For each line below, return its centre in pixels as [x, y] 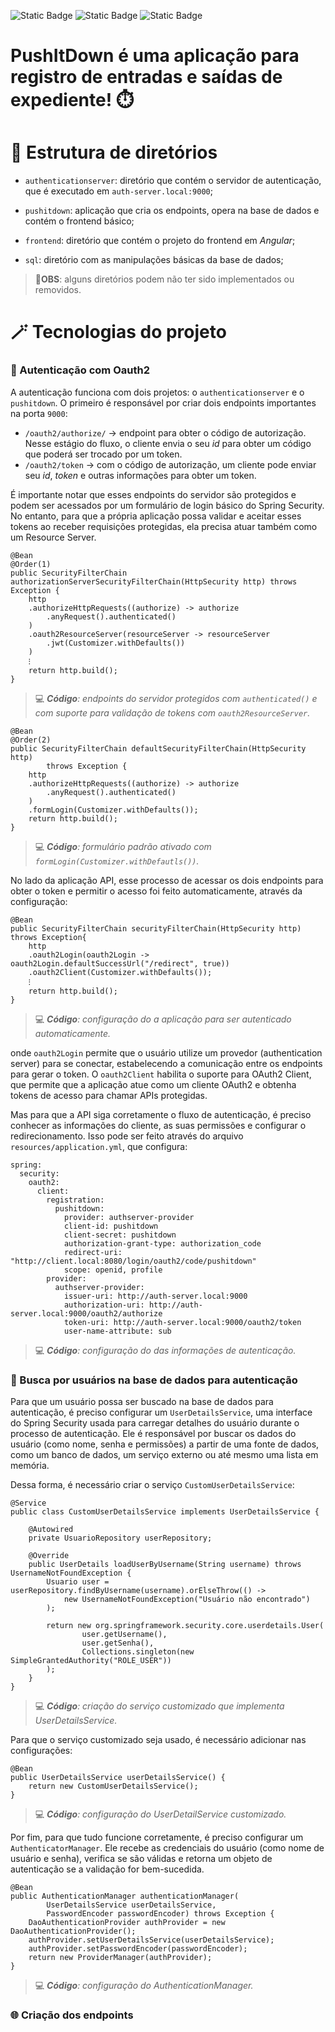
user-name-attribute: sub [117, 1331]
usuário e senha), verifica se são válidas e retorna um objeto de [141, 1858]
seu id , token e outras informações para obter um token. [140, 475]
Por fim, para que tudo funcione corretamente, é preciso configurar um [157, 1837]
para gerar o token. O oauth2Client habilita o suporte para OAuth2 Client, [161, 1074]
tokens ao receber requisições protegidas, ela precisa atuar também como [164, 526]
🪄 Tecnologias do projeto [118, 332]
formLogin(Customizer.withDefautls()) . [117, 861]
